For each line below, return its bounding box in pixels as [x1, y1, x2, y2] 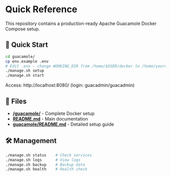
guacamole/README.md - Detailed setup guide [12, 121, 115, 127]
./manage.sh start [5, 73, 44, 78]
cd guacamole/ [5, 54, 36, 59]
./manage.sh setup [5, 68, 44, 73]
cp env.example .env [5, 58, 49, 64]
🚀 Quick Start [5, 41, 48, 49]
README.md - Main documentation [12, 115, 88, 122]
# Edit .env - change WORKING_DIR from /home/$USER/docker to [5, 64, 140, 69]
